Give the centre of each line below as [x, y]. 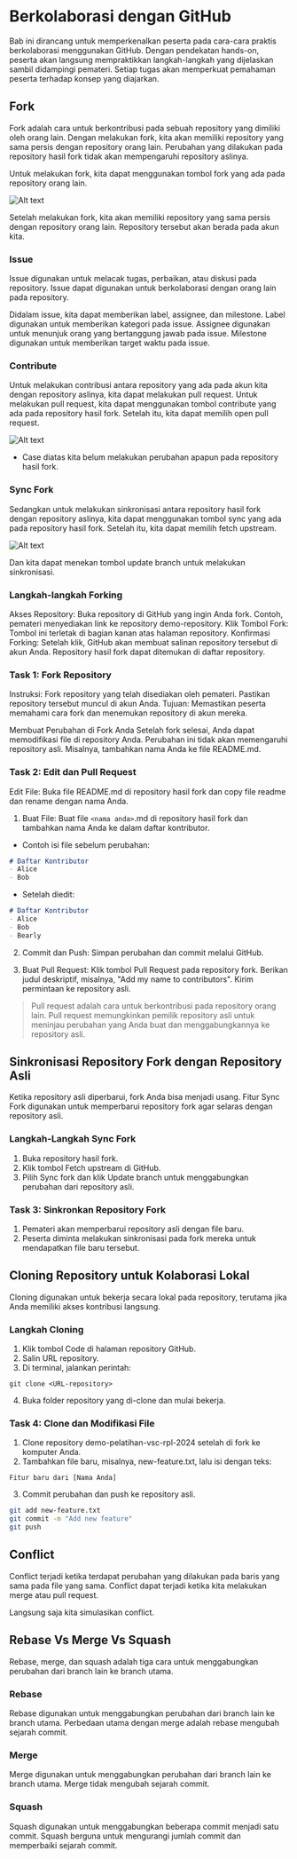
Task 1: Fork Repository [61, 675]
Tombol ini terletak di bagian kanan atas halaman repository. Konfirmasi [140, 633]
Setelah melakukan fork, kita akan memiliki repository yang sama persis [140, 217]
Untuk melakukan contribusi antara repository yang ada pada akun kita [139, 385]
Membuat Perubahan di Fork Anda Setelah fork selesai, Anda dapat [132, 731]
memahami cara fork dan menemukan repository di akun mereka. [129, 713]
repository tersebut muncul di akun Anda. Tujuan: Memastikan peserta [137, 704]
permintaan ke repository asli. [76, 988]
